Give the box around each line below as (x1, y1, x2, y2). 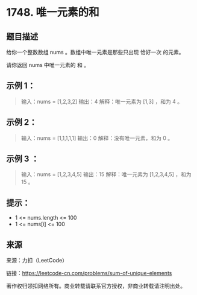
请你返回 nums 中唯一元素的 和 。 (6, 62, 89, 68)
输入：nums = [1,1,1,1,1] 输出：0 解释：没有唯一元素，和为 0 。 (20, 134, 174, 142)
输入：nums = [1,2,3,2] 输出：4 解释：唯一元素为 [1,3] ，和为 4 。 (20, 98, 183, 105)
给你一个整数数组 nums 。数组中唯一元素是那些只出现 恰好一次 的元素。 (6, 49, 184, 56)
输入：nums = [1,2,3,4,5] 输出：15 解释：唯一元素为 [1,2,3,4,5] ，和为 (20, 171, 192, 178)
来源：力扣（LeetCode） (6, 257, 68, 264)
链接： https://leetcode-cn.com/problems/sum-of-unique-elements (6, 270, 172, 277)
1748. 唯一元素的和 (6, 5, 99, 19)
